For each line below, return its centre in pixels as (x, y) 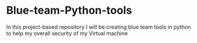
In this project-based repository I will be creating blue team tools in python (99, 27)
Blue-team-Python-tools (69, 10)
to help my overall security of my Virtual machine (67, 33)
